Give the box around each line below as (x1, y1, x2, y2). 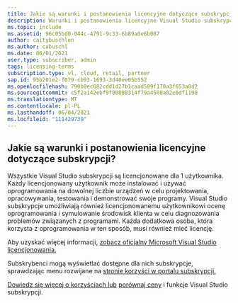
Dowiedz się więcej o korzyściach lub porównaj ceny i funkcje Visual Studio (7, 280, 229, 289)
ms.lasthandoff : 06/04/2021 (7, 109, 91, 116)
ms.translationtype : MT (7, 96, 78, 103)
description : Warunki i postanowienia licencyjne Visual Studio (7, 17, 201, 24)
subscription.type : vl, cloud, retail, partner (7, 69, 151, 76)
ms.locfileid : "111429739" (7, 115, 87, 122)
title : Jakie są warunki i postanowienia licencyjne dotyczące (7, 10, 198, 18)
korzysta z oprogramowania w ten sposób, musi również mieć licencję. (7, 224, 215, 233)
